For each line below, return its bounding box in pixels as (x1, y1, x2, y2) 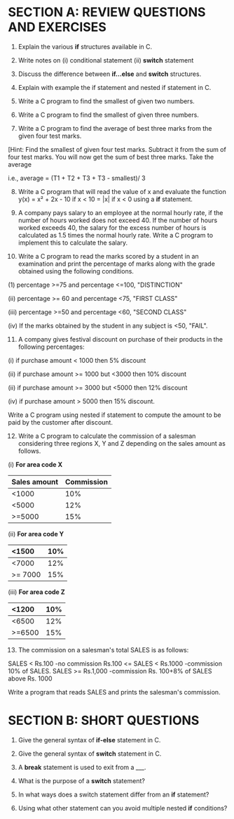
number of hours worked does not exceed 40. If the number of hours (18, 216, 218, 224)
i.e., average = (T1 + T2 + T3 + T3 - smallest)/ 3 (8, 174, 146, 182)
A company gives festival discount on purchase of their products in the (18, 335, 223, 343)
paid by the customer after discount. (8, 418, 113, 426)
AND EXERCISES (8, 19, 107, 35)
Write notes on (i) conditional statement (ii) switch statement (18, 56, 194, 64)
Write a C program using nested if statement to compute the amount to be (8, 411, 221, 419)
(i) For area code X (8, 460, 63, 468)
